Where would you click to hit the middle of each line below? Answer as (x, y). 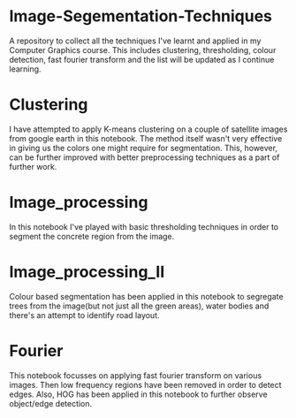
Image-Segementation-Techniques (140, 16)
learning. (25, 69)
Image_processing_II (87, 272)
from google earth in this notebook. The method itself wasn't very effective (146, 138)
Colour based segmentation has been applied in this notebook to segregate (147, 296)
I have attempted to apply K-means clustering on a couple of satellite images (148, 129)
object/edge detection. (51, 403)
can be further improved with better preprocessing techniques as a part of (144, 157)
